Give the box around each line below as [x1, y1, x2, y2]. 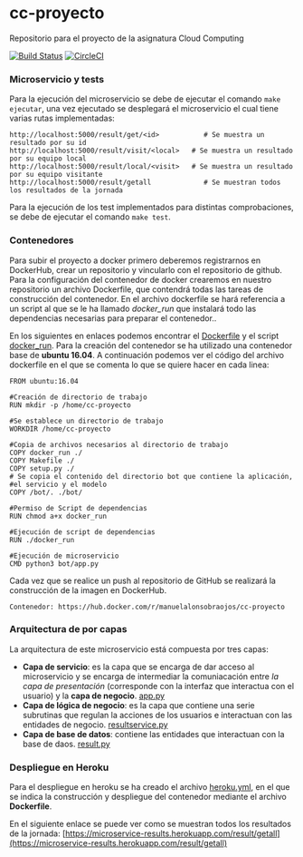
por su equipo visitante [9, 170, 103, 180]
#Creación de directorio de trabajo [9, 393, 147, 402]
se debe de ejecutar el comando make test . [9, 211, 171, 222]
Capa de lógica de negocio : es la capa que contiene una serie [22, 699, 255, 710]
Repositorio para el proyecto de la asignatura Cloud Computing [9, 33, 244, 44]
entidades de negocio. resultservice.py [22, 719, 169, 730]
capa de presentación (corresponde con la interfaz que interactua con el [22, 680, 295, 691]
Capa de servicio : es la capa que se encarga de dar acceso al [22, 661, 255, 672]
